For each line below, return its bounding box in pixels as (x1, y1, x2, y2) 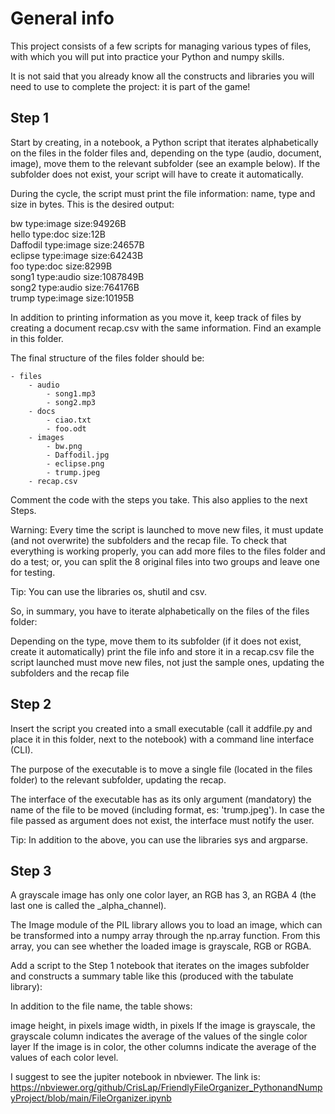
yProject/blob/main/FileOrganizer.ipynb (10, 1092, 172, 1104)
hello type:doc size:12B (10, 228, 106, 240)
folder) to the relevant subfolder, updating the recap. (10, 773, 227, 786)
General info (10, 7, 115, 30)
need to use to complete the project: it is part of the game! (10, 80, 251, 92)
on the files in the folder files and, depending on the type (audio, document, (10, 147, 322, 159)
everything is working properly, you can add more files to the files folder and (10, 545, 326, 557)
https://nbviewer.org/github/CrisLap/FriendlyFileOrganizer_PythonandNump (10, 1082, 323, 1094)
